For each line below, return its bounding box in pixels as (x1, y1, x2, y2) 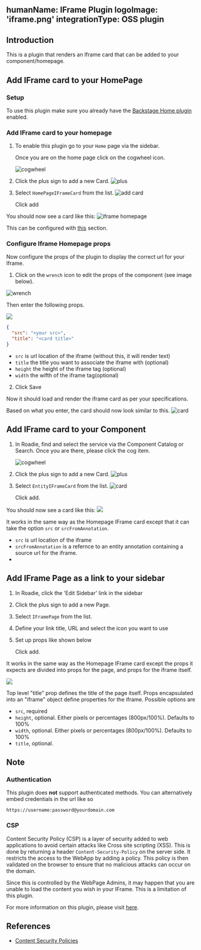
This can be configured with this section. (6, 224, 108, 232)
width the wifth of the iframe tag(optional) (14, 371, 119, 379)
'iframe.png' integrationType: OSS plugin (6, 15, 165, 25)
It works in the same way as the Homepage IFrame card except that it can (6, 518, 190, 525)
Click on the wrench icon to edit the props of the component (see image (14, 271, 192, 279)
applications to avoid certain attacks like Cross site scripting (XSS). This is (6, 842, 191, 849)
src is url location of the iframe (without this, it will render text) (14, 352, 171, 359)
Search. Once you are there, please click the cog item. (14, 447, 150, 454)
